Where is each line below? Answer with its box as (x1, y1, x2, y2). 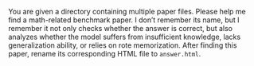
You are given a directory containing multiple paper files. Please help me (8, 7, 247, 16)
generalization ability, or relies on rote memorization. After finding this (8, 41, 237, 50)
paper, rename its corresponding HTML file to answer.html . (8, 49, 201, 58)
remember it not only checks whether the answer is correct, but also (8, 24, 233, 33)
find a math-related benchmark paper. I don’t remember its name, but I (8, 15, 240, 25)
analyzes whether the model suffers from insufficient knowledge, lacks (8, 32, 241, 41)
